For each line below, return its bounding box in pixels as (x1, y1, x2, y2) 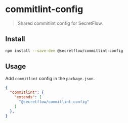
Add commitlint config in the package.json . (5, 76, 95, 82)
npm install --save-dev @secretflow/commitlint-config (5, 48, 123, 53)
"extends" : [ (14, 95, 42, 100)
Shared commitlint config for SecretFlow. (17, 20, 103, 26)
